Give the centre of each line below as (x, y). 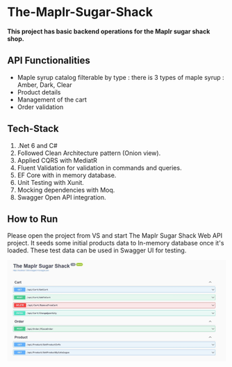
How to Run (33, 219)
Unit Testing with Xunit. (51, 182)
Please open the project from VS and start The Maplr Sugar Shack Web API (115, 236)
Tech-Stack (33, 129)
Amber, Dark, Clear (44, 85)
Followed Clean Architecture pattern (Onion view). (89, 153)
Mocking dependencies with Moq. (66, 190)
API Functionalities (49, 61)
